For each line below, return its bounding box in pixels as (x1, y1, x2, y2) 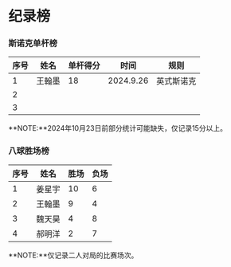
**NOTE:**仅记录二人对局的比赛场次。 (8, 250, 139, 260)
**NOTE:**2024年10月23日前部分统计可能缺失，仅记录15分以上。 (8, 124, 227, 133)
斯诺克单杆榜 (8, 37, 58, 49)
